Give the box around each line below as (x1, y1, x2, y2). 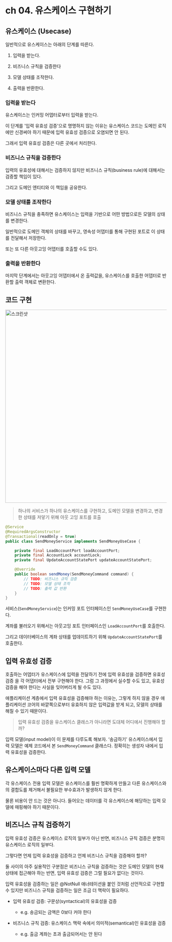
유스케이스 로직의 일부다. (5, 841, 55, 847)
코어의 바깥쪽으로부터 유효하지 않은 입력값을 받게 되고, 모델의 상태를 (27, 701, 163, 708)
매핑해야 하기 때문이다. (14, 804, 60, 810)
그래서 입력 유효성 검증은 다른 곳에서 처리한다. (5, 140, 97, 147)
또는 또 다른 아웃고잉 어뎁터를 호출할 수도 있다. (5, 245, 98, 252)
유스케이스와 (141, 780, 167, 786)
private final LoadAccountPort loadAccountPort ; (14, 548, 120, 553)
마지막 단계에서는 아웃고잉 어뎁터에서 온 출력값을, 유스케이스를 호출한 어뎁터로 (5, 273, 161, 279)
